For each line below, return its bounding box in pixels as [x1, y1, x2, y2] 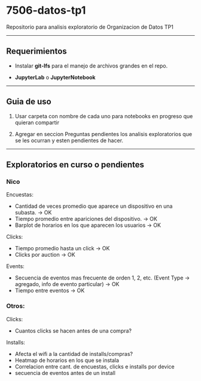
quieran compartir [14, 119, 60, 126]
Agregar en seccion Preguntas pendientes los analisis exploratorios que [14, 130, 193, 137]
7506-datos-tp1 [6, 4, 86, 17]
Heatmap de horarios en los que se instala [14, 357, 120, 364]
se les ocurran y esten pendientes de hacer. [14, 137, 124, 144]
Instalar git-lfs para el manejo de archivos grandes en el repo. [14, 62, 168, 69]
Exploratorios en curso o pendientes [6, 159, 145, 170]
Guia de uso [6, 97, 52, 107]
